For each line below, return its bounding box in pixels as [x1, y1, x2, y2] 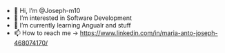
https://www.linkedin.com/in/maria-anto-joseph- [79, 29, 219, 37]
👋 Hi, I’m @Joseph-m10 [13, 7, 81, 14]
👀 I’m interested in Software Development [13, 14, 133, 22]
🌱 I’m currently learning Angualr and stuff [13, 21, 131, 29]
